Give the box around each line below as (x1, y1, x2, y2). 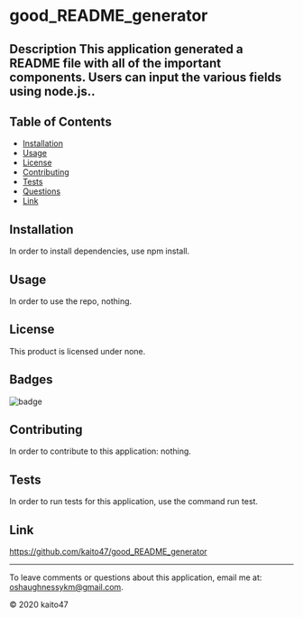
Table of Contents (9, 114, 113, 129)
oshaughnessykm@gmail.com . (9, 582, 124, 593)
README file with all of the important (9, 55, 222, 70)
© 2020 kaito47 (9, 599, 69, 610)
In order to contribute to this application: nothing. (9, 446, 192, 456)
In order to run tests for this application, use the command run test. (9, 496, 259, 507)
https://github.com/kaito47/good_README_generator (9, 547, 207, 557)
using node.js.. (9, 83, 96, 99)
